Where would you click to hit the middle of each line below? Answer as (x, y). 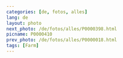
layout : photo (24, 23)
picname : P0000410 (29, 34)
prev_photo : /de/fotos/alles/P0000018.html (62, 40)
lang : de (17, 18)
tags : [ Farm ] (23, 46)
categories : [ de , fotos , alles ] (47, 12)
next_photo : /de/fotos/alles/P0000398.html (62, 29)
